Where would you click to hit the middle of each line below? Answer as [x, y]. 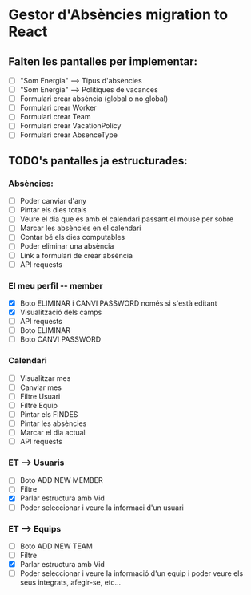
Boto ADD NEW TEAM [56, 546]
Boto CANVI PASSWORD [60, 339]
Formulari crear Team [55, 117]
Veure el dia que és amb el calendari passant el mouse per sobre [127, 219]
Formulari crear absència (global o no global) [94, 99]
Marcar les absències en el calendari [80, 228]
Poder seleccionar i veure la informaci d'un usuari [102, 508]
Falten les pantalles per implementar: [103, 61]
